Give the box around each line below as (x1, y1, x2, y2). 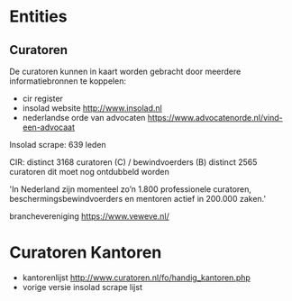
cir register (22, 93, 63, 104)
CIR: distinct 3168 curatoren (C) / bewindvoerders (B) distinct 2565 (9, 157, 258, 168)
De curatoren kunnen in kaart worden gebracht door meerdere (9, 66, 242, 77)
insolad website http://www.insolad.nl (22, 103, 162, 114)
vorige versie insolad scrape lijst (22, 281, 142, 292)
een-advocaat (22, 122, 75, 132)
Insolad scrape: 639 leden (9, 140, 106, 150)
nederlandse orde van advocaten (22, 113, 146, 123)
